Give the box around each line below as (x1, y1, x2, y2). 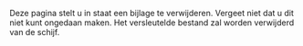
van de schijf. (9, 27, 60, 37)
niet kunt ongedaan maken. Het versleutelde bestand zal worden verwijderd (9, 17, 295, 28)
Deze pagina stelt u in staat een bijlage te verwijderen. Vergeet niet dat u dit (9, 8, 295, 18)
